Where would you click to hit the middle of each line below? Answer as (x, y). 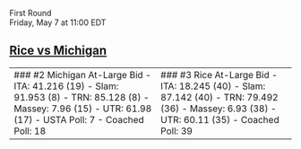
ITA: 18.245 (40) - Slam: (213, 86)
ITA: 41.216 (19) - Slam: (66, 86)
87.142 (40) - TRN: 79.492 (220, 97)
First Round (30, 13)
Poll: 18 (30, 131)
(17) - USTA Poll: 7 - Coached (79, 119)
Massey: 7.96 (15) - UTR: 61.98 (83, 109)
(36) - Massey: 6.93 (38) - (219, 109)
